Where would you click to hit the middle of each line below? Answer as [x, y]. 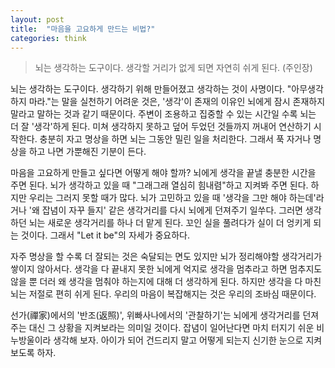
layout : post [37, 19]
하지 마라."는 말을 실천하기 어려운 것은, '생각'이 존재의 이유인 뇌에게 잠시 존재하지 [168, 102]
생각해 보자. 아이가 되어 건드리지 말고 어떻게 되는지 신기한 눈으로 [178, 340]
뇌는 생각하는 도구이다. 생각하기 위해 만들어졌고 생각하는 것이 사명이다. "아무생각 [167, 89]
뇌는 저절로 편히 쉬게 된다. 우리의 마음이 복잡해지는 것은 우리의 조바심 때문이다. [163, 294]
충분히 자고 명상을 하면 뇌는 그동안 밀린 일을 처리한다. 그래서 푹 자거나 [175, 139]
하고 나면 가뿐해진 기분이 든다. [87, 152]
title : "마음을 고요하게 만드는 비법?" [83, 29]
